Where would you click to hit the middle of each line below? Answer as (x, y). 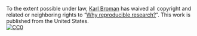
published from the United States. (48, 21)
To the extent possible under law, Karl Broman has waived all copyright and (99, 9)
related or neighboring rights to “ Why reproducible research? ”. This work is (98, 15)
